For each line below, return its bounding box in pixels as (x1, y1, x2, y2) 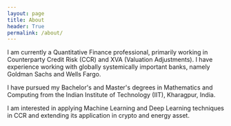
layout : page (7, 10, 45, 17)
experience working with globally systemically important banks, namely (7, 63, 210, 71)
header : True (7, 23, 45, 30)
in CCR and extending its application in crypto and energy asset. (7, 112, 190, 120)
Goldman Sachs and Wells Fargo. (7, 70, 101, 78)
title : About (7, 17, 45, 23)
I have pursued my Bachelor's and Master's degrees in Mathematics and (7, 83, 213, 92)
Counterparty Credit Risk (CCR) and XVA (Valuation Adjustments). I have (7, 56, 213, 64)
